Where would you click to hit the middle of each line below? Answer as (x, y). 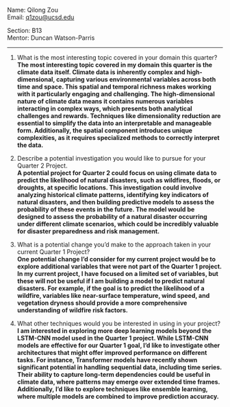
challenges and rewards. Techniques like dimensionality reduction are (119, 116)
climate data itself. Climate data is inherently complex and (101, 72)
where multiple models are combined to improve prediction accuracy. (118, 396)
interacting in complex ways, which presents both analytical (105, 108)
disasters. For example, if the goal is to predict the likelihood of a (111, 288)
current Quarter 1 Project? (53, 252)
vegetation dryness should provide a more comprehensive (102, 303)
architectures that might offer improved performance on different (112, 352)
